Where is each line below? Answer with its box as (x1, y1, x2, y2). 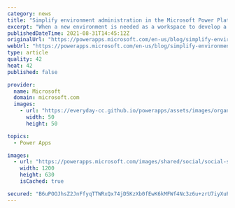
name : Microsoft (13, 88, 61, 95)
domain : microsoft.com (13, 94, 80, 101)
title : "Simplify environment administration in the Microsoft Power (7, 17, 215, 24)
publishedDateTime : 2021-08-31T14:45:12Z (7, 29, 130, 37)
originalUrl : (7, 36, 45, 43)
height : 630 (20, 172, 55, 179)
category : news (7, 10, 52, 17)
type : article (7, 50, 49, 57)
